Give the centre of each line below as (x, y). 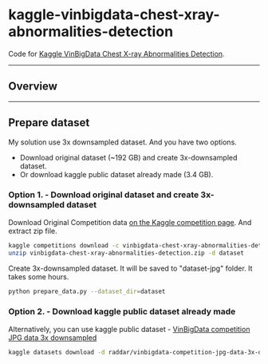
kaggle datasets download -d (57, 352)
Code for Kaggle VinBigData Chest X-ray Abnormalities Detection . (116, 53)
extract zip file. (33, 231)
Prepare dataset (49, 123)
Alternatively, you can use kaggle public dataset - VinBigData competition (129, 329)
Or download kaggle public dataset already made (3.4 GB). (116, 174)
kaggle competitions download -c (64, 245)
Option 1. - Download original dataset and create (104, 195)
